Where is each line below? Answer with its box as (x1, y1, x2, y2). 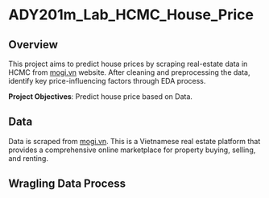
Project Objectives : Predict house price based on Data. (8, 92, 193, 101)
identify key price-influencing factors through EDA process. (8, 76, 206, 85)
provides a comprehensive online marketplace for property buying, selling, (8, 145, 256, 155)
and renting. (8, 153, 48, 163)
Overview (8, 38, 59, 52)
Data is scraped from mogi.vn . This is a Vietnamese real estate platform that (8, 136, 261, 146)
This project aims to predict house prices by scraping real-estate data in (8, 59, 248, 68)
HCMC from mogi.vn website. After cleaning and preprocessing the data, (8, 68, 250, 77)
